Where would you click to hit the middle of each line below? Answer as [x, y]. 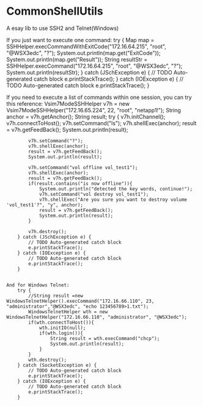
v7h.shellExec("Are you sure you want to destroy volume [113, 200]
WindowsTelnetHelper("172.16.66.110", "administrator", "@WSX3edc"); [97, 317]
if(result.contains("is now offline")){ [80, 183]
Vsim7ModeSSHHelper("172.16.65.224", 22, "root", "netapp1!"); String [94, 110]
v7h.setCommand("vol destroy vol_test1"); [94, 194]
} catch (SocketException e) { [57, 365]
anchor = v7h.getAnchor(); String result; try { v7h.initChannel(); [86, 117]
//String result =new [56, 295]
